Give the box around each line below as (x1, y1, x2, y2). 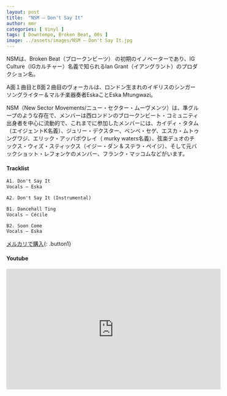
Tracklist (6, 164, 29, 172)
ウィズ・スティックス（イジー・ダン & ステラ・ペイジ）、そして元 (27, 142, 192, 150)
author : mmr (6, 20, 37, 26)
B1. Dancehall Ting (6, 206, 56, 212)
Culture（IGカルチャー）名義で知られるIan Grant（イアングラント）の (6, 63, 182, 70)
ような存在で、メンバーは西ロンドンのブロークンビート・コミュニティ (22, 112, 199, 119)
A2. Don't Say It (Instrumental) (6, 194, 92, 201)
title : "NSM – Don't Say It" (6, 15, 84, 21)
